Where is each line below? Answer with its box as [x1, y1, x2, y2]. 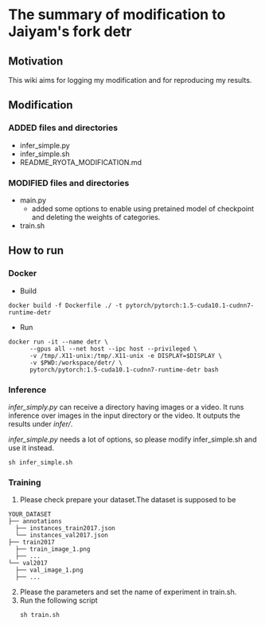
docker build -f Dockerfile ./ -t [8, 301, 123, 309]
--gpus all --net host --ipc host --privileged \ [29, 344, 197, 352]
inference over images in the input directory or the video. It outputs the [8, 411, 241, 420]
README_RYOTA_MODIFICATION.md [19, 157, 142, 167]
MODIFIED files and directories [8, 177, 130, 188]
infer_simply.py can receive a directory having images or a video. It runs [8, 402, 244, 411]
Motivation [8, 54, 64, 68]
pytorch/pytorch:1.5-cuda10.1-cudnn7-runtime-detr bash [29, 365, 219, 374]
